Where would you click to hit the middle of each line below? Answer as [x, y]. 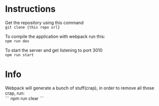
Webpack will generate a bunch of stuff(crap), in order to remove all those [80, 88]
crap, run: [15, 93]
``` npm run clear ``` [24, 98]
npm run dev [17, 41]
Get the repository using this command [45, 23]
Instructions [30, 9]
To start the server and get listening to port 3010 [54, 50]
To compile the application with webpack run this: [55, 36]
